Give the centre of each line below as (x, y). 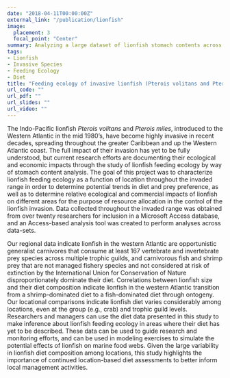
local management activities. (47, 367)
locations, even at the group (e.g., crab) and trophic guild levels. (97, 309)
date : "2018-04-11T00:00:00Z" (50, 13)
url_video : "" (27, 109)
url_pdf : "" (24, 97)
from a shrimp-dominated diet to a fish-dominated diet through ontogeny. (111, 294)
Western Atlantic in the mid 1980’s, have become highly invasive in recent (111, 136)
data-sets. (22, 230)
